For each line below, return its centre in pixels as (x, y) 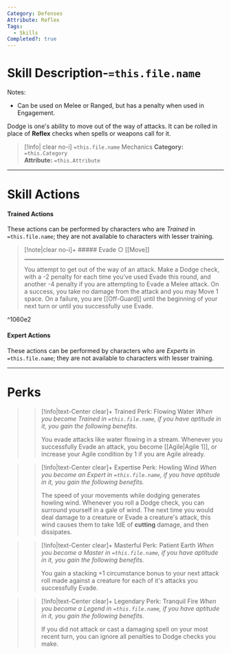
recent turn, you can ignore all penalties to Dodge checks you (129, 636)
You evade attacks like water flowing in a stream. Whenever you (132, 439)
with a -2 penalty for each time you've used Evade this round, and (117, 277)
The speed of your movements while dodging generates (121, 495)
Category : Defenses (35, 13)
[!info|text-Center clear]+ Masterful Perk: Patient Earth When (128, 545)
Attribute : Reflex (33, 20)
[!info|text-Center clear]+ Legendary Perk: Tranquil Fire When (129, 601)
